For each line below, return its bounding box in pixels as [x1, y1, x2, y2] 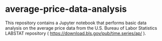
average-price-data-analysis [5, 3, 127, 15]
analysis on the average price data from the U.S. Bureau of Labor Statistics [5, 25, 157, 31]
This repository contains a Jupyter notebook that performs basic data [5, 20, 147, 26]
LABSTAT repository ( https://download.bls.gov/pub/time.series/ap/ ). [5, 30, 147, 36]
